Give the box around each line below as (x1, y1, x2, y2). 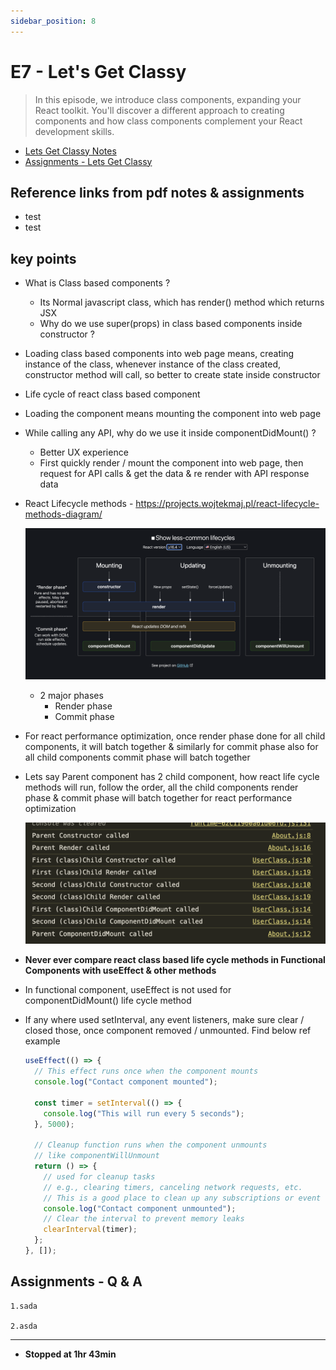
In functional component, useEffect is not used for (24, 984, 232, 996)
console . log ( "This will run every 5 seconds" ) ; (43, 1108, 245, 1119)
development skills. (34, 125, 115, 137)
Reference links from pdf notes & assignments (10, 184, 305, 201)
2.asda (10, 1321, 38, 1331)
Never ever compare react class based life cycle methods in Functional (24, 954, 326, 966)
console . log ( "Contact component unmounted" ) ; (43, 1203, 237, 1214)
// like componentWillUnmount (34, 1151, 160, 1161)
